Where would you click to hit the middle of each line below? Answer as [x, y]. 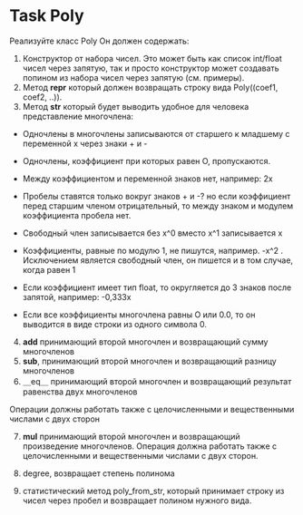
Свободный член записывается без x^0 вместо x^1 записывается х [152, 233]
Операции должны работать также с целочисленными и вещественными [152, 409]
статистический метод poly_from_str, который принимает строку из [153, 491]
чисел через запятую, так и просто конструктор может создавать [151, 68]
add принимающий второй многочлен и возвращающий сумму [145, 342]
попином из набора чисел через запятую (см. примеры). [133, 77]
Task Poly [47, 16]
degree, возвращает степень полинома [98, 473]
